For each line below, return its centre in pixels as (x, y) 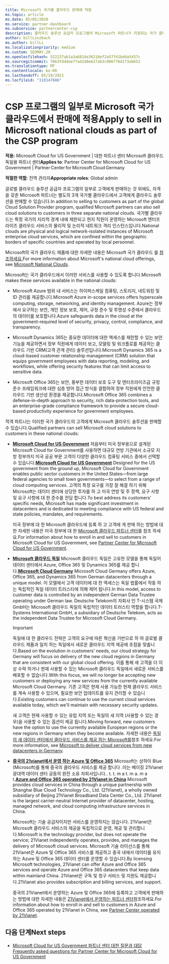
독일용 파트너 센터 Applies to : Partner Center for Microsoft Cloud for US (78, 162)
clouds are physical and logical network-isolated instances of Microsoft (79, 231)
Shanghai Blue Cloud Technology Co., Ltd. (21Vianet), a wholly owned (85, 790)
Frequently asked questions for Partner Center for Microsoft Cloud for (85, 951)
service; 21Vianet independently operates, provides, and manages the (85, 840)
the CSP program (41, 141)
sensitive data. (28, 371)
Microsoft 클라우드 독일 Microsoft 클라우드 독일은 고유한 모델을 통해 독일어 (87, 558)
